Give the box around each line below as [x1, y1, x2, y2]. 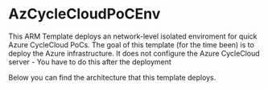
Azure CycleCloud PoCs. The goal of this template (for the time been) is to [8, 39, 255, 49]
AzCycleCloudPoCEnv [8, 5, 161, 23]
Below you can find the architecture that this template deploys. [8, 72, 216, 82]
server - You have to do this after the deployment [8, 57, 171, 67]
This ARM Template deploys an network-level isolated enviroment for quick [8, 31, 258, 41]
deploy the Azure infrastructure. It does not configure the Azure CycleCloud [8, 48, 260, 58]
